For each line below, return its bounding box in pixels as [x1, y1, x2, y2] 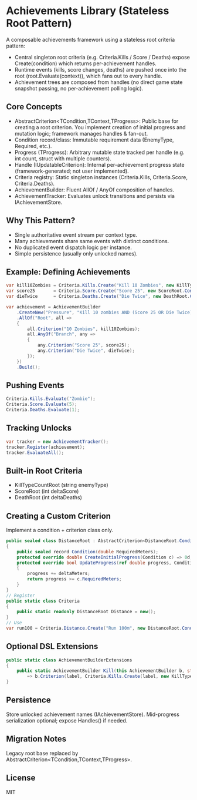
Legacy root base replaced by [6, 749, 79, 757]
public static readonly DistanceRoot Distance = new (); [16, 609, 157, 615]
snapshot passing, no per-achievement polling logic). [14, 85, 144, 92]
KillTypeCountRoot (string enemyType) [14, 482, 108, 489]
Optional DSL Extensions [6, 641, 98, 651]
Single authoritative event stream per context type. [14, 231, 138, 238]
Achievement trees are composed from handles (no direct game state [14, 78, 183, 86]
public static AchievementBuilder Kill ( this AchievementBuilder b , [16, 668, 185, 674]
